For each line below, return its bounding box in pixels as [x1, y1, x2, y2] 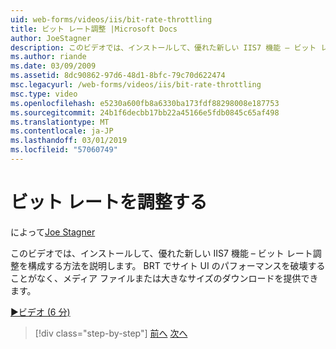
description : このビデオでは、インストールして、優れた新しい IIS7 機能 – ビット [10, 42, 317, 53]
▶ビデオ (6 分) [10, 306, 71, 318]
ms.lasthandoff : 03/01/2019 [10, 136, 128, 146]
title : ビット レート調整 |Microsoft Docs [10, 24, 178, 34]
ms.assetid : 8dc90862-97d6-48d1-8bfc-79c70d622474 [10, 71, 226, 81]
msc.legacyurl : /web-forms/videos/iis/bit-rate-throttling [10, 80, 262, 90]
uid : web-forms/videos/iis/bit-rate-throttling [10, 14, 213, 25]
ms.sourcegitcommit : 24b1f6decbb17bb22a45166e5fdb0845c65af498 [10, 107, 280, 118]
